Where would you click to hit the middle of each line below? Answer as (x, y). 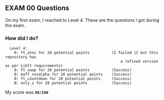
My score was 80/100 (27, 92)
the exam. (15, 25)
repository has (21, 57)
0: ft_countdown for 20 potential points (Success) (73, 79)
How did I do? (22, 38)
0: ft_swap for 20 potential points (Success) (73, 70)
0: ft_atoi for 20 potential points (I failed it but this (86, 53)
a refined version (139, 61)
